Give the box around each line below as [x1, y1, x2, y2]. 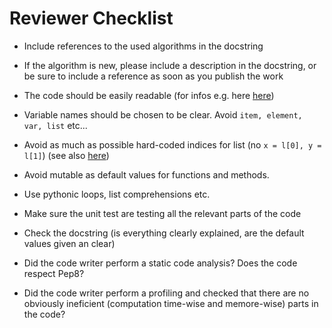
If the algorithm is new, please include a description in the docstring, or [23, 59, 317, 71]
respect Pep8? [23, 267, 85, 279]
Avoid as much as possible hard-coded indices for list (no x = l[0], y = [23, 138, 322, 151]
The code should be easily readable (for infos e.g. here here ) [23, 89, 275, 101]
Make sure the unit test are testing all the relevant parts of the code [23, 207, 302, 219]
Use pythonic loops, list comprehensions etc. [23, 188, 211, 200]
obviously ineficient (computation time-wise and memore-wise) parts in [23, 297, 319, 309]
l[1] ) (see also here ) [23, 149, 110, 161]
